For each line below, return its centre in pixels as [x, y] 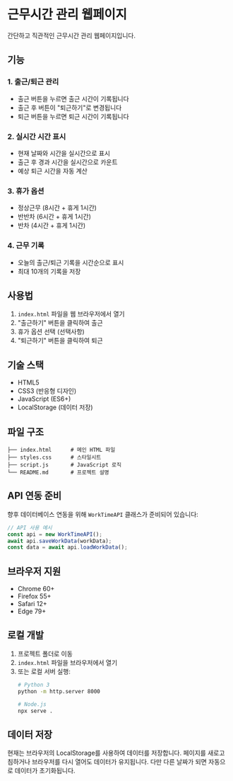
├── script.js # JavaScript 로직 [65, 464]
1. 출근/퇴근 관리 [33, 82]
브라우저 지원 [34, 571]
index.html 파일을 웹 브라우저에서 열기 [71, 314]
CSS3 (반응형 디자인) [47, 391]
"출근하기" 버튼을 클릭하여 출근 [60, 323]
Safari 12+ [32, 604]
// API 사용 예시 [30, 528]
